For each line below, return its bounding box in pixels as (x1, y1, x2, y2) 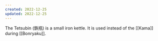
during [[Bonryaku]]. (5, 31, 46, 36)
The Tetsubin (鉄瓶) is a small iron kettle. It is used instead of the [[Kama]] (5, 25, 154, 31)
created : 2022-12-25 (5, 7, 47, 12)
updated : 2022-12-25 (5, 11, 47, 16)
